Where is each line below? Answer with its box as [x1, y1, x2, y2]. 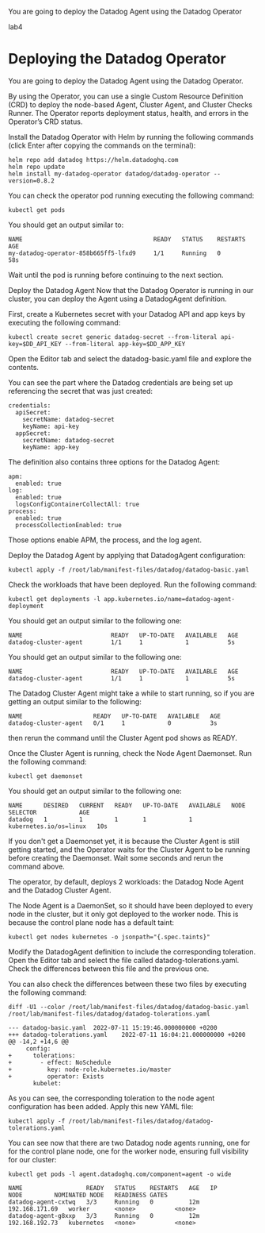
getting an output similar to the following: [8, 696, 142, 706]
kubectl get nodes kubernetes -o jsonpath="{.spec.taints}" [8, 933, 211, 941]
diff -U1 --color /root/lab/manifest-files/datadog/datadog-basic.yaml [8, 1003, 249, 1011]
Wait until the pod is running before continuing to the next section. [8, 270, 224, 279]
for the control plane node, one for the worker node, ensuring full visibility [8, 1146, 249, 1156]
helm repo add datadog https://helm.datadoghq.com [8, 156, 179, 164]
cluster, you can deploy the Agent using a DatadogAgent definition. [8, 294, 227, 303]
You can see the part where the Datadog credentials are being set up [8, 377, 233, 387]
